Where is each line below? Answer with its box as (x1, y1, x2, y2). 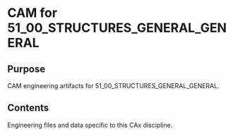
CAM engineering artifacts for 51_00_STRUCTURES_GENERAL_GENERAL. (7, 82, 220, 89)
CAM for (7, 5, 58, 21)
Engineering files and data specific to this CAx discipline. (7, 120, 173, 129)
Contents (7, 102, 49, 114)
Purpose (7, 63, 46, 75)
